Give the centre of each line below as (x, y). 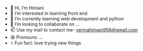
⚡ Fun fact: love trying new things (45, 43)
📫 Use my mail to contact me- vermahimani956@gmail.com (74, 30)
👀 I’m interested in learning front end (49, 13)
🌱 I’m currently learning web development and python (67, 19)
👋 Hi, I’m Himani (27, 8)
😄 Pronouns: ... (27, 37)
